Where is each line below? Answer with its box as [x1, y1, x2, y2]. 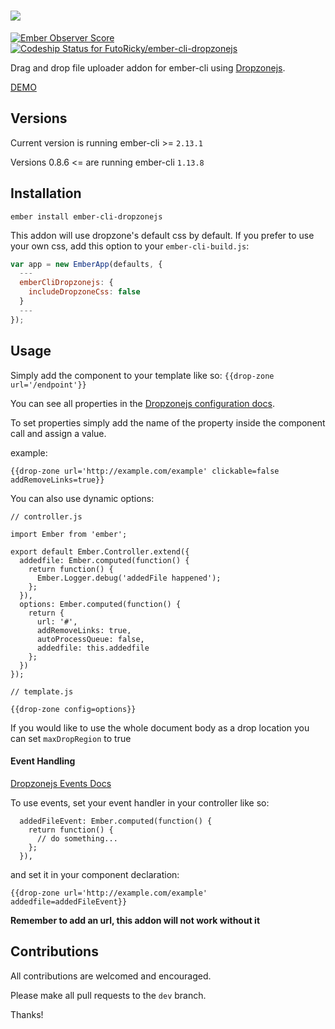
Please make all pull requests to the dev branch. [10, 989, 207, 1001]
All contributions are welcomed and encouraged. [10, 970, 212, 982]
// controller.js [10, 511, 83, 522]
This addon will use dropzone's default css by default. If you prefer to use [10, 229, 315, 241]
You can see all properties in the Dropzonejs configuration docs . [10, 397, 275, 409]
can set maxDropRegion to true [10, 732, 132, 744]
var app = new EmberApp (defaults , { [10, 259, 163, 269]
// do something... [36, 833, 118, 844]
